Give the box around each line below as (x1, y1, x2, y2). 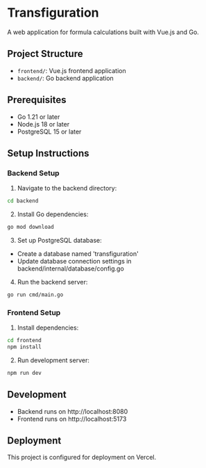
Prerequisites (7, 94, 67, 106)
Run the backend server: (17, 278, 88, 286)
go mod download (7, 224, 54, 231)
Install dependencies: (17, 323, 79, 332)
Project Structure (7, 48, 83, 60)
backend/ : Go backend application (17, 74, 114, 82)
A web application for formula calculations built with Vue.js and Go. (7, 28, 199, 36)
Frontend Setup (7, 307, 61, 317)
